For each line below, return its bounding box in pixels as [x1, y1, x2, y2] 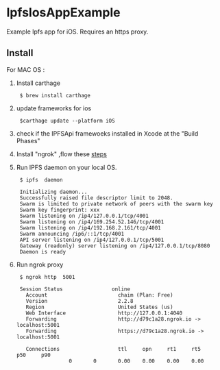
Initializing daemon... [19, 188, 88, 195]
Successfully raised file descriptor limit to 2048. [19, 194, 173, 201]
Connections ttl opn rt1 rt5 [25, 345, 201, 352]
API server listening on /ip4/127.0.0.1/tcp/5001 [19, 236, 164, 243]
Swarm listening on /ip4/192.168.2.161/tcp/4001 [19, 224, 162, 231]
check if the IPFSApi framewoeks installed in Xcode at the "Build [16, 129, 199, 138]
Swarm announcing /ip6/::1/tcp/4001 [19, 230, 125, 237]
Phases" [16, 136, 40, 145]
